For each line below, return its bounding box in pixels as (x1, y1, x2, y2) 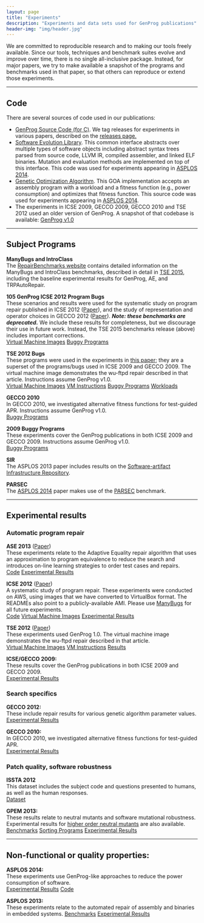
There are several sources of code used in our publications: (6, 114, 156, 121)
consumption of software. (6, 879, 71, 886)
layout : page (6, 8, 39, 15)
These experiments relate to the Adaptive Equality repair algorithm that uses (6, 549, 197, 556)
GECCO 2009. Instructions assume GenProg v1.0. (6, 438, 130, 445)
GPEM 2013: (6, 808, 38, 815)
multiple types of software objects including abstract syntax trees (15, 145, 180, 152)
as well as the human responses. (6, 789, 89, 797)
